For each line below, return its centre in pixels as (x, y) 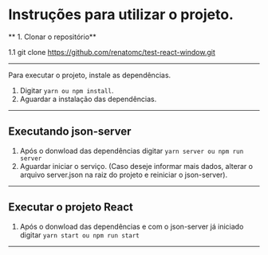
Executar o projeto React (71, 208)
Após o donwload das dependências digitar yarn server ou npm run (132, 151)
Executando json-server (70, 132)
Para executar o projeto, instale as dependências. (90, 75)
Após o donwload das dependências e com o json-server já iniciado (132, 226)
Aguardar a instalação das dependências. (88, 99)
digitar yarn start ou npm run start (79, 235)
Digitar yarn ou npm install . (67, 90)
